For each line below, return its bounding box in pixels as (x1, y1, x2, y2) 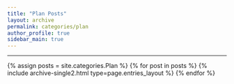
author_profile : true (7, 29, 70, 37)
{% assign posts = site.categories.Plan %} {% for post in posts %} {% (7, 62, 208, 70)
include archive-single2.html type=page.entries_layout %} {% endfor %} (7, 69, 216, 77)
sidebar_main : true (7, 36, 64, 43)
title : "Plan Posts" (7, 10, 68, 17)
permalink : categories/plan (7, 23, 89, 30)
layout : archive (7, 17, 54, 24)
